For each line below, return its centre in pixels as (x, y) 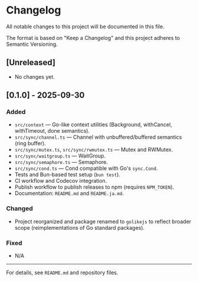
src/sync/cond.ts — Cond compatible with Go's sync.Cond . (86, 169)
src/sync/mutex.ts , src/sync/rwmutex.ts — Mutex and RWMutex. (94, 150)
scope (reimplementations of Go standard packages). (80, 227)
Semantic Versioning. (32, 44)
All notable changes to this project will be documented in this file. (85, 26)
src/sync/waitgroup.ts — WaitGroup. (60, 156)
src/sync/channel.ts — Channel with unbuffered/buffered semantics (98, 137)
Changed (20, 209)
